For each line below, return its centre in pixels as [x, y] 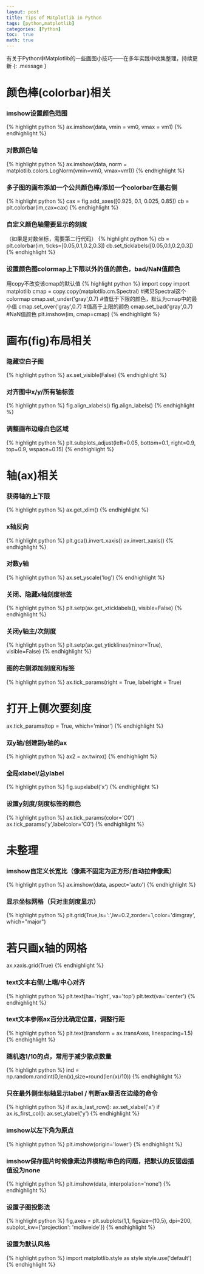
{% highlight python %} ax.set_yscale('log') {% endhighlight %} [86, 577]
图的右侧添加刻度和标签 [40, 669]
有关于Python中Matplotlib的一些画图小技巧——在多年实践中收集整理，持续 [99, 58]
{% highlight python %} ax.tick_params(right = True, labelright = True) [94, 682]
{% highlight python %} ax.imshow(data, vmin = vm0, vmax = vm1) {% [94, 127]
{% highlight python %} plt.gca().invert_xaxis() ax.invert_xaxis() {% [90, 540]
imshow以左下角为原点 [40, 1130]
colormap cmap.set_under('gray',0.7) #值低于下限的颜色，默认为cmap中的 [99, 298]
